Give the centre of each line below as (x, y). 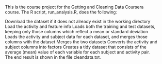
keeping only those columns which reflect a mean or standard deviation (77, 32)
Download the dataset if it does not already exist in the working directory (78, 21)
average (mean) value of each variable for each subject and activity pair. (78, 52)
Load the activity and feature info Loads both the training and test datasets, (80, 26)
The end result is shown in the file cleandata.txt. (53, 57)
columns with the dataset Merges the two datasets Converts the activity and (81, 42)
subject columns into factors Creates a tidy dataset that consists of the (76, 47)
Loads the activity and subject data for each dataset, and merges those (76, 37)
